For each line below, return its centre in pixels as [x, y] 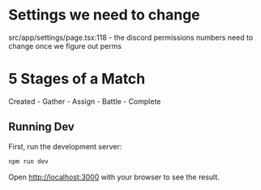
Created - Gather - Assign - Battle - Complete [85, 101]
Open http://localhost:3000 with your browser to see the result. [114, 177]
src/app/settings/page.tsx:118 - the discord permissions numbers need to [131, 37]
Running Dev [41, 127]
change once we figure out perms [65, 45]
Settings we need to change [104, 15]
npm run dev [28, 161]
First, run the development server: [65, 146]
